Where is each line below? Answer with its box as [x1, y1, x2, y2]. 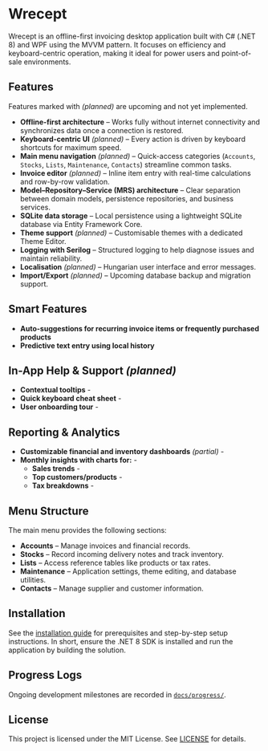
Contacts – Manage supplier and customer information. [19, 583, 204, 593]
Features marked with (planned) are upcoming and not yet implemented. [8, 101, 248, 111]
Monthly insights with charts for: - [19, 455, 138, 465]
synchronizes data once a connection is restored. [19, 125, 184, 135]
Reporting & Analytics [8, 425, 120, 439]
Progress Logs [8, 668, 83, 682]
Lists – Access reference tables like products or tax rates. [19, 558, 211, 567]
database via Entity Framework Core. [19, 219, 143, 229]
